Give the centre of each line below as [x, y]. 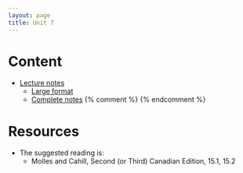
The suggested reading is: [62, 153]
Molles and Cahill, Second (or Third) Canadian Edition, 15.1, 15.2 [133, 161]
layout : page [29, 15]
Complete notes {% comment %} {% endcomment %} [118, 99]
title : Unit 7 [31, 23]
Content [35, 61]
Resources [44, 131]
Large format [52, 92]
